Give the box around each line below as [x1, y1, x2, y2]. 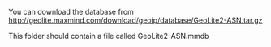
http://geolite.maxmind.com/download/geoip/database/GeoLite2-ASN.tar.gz [8, 15, 263, 25]
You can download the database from [8, 7, 134, 16]
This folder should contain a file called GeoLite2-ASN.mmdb [8, 32, 209, 41]
